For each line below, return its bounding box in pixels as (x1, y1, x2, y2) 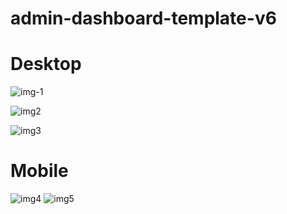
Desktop (10, 53, 82, 76)
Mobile (10, 160, 69, 182)
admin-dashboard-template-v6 (10, 7, 277, 30)
